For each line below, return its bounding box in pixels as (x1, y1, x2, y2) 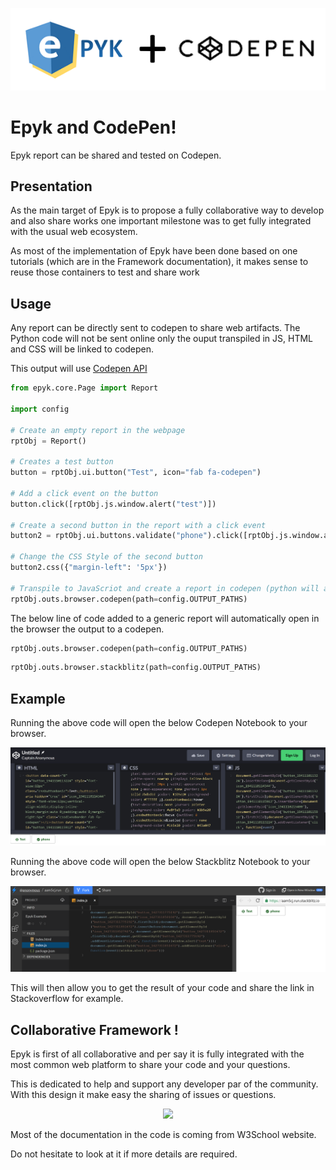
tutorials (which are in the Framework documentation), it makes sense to (10, 256, 309, 268)
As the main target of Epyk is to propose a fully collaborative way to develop (10, 204, 325, 217)
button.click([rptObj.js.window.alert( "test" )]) (10, 499, 217, 509)
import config (10, 404, 70, 414)
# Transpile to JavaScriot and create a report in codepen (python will (10, 583, 320, 593)
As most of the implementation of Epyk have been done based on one (10, 245, 298, 257)
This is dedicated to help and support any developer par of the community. (10, 1078, 319, 1090)
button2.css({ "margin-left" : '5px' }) (10, 563, 168, 573)
